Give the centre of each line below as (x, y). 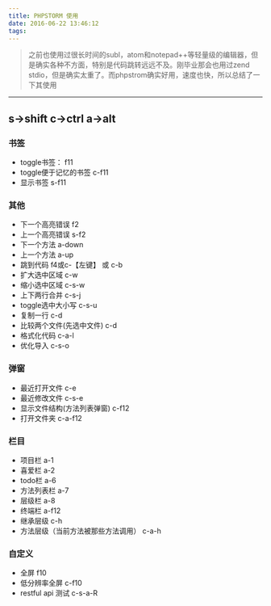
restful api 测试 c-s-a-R (59, 593)
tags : (17, 31)
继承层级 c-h (41, 520)
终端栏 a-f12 (40, 511)
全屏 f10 (33, 573)
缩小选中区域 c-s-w (52, 285)
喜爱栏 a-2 (38, 470)
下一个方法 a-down (52, 245)
